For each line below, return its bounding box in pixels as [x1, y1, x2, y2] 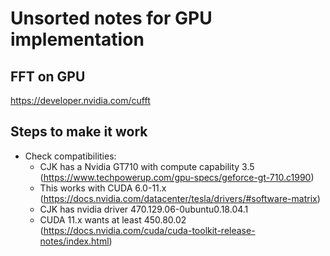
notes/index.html [39, 235, 110, 247]
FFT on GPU [10, 68, 86, 85]
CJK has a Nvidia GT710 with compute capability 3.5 [39, 160, 255, 172]
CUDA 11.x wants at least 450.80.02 [39, 213, 187, 226]
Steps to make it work [10, 123, 148, 141]
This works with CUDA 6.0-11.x [39, 182, 167, 194]
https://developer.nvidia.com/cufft [10, 95, 151, 106]
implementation [10, 28, 145, 51]
